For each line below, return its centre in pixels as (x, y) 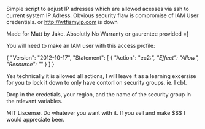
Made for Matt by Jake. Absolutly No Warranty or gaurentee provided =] (98, 34)
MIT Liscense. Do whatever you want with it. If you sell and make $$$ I (96, 113)
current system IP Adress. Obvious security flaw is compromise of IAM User (102, 15)
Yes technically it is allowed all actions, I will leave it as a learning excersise (101, 76)
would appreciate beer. (36, 119)
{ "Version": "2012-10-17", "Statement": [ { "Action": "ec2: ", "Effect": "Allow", (103, 57)
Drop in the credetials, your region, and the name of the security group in (99, 94)
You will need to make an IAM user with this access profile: (81, 46)
